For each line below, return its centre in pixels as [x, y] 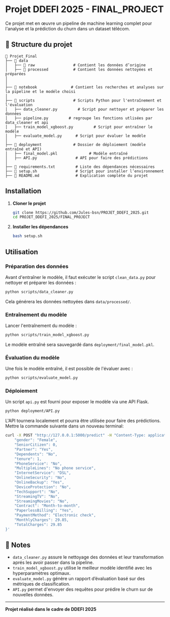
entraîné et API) [24, 149]
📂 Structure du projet [39, 45]
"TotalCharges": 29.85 [38, 525]
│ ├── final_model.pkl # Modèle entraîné [67, 153]
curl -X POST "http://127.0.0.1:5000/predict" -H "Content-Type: [75, 436]
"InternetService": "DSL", [43, 473]
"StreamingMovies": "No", [42, 501]
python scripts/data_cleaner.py [39, 292]
